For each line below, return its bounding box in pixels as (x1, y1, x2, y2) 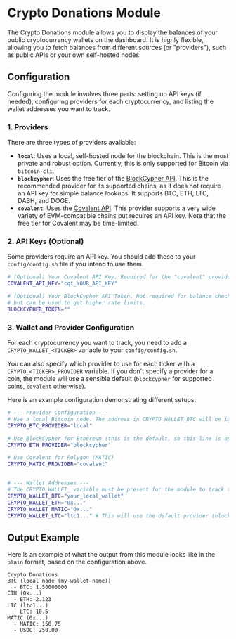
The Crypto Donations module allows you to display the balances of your (7, 28, 218, 37)
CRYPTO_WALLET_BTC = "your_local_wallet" (7, 492, 124, 500)
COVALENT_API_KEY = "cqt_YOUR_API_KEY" (7, 280, 118, 288)
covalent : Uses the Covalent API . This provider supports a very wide (17, 204, 216, 212)
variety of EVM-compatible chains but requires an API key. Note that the (17, 212, 227, 220)
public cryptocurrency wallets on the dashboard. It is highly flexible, (7, 35, 204, 44)
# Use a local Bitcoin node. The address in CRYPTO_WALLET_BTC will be (7, 415, 221, 422)
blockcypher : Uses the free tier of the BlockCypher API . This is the (17, 174, 209, 183)
